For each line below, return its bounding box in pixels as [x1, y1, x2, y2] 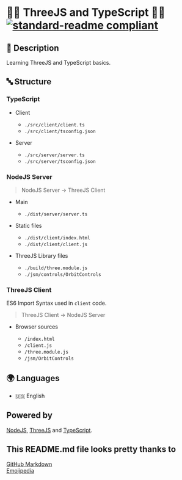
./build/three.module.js [24, 265, 88, 271]
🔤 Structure [6, 76, 52, 87]
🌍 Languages [6, 373, 60, 384]
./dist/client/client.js [24, 241, 88, 247]
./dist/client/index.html [24, 235, 90, 241]
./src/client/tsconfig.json [24, 128, 96, 134]
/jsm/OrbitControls [24, 355, 75, 362]
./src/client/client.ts [24, 122, 86, 128]
